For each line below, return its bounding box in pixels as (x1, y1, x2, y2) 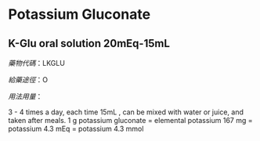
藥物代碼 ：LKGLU (8, 59, 65, 67)
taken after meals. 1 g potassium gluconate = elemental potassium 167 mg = (8, 116, 253, 125)
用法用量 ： (8, 92, 43, 101)
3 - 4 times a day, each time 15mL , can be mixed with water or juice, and (8, 107, 244, 117)
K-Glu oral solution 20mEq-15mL (8, 37, 171, 50)
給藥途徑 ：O (8, 75, 49, 84)
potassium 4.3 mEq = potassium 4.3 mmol (8, 124, 144, 133)
